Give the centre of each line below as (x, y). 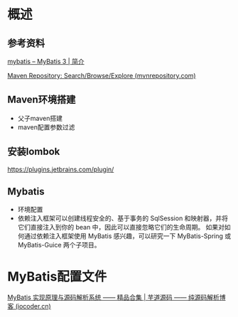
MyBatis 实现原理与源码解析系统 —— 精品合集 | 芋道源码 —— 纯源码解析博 (117, 297)
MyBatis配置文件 (57, 276)
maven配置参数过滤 (46, 127)
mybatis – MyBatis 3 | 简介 (46, 61)
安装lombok (34, 152)
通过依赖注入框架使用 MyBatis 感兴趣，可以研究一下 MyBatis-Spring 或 (128, 236)
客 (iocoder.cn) (29, 306)
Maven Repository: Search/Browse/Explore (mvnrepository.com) (102, 76)
